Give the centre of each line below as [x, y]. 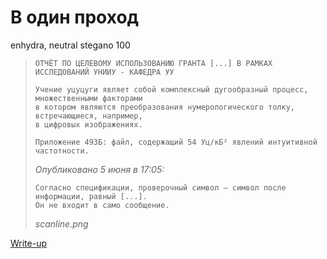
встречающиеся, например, [88, 116]
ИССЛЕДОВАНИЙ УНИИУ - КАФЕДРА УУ [104, 72]
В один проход [75, 17]
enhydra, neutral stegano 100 [70, 45]
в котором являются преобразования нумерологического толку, [165, 107]
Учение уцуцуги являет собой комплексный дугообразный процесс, [171, 89]
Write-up [29, 243]
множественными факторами [88, 98]
